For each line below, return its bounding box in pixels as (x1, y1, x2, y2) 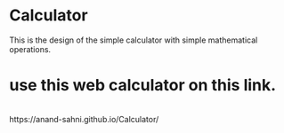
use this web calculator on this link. (9, 75, 277, 96)
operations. (9, 43, 52, 54)
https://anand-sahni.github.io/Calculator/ (9, 113, 159, 124)
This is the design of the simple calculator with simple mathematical (9, 35, 258, 45)
